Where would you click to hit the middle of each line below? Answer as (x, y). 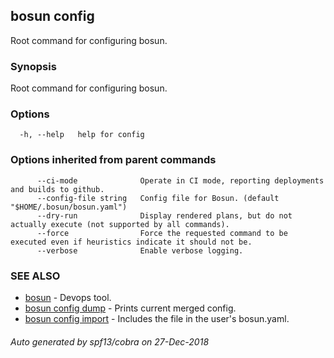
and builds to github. (57, 189)
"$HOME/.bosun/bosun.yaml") (69, 207)
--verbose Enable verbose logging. (140, 250)
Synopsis (33, 66)
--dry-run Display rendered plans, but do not (164, 215)
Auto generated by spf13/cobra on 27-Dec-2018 (110, 341)
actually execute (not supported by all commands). (120, 224)
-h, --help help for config (82, 135)
